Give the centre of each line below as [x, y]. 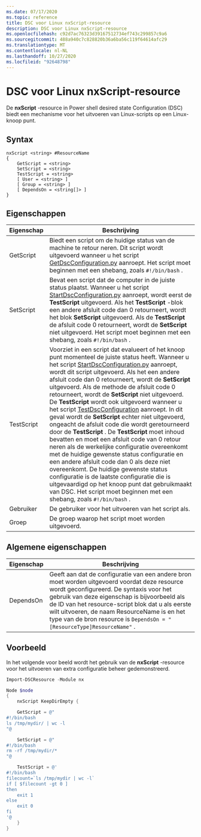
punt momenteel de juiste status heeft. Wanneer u [119, 357]
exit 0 [25, 806]
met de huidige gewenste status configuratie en [116, 454]
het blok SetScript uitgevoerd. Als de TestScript [117, 318]
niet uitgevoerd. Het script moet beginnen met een [120, 333]
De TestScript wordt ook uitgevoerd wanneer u [116, 402]
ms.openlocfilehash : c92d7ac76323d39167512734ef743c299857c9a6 [87, 34]
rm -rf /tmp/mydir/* [32, 751]
